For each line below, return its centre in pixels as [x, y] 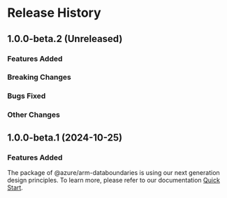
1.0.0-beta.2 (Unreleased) [65, 39]
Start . [15, 188]
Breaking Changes [39, 77]
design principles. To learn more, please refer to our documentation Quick [113, 180]
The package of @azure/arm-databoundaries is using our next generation [113, 172]
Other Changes [34, 115]
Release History [54, 13]
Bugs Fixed [27, 96]
